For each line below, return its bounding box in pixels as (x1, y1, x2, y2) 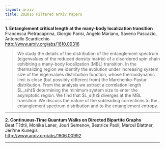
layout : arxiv (5, 7, 34, 12)
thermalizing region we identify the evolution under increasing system (17, 66, 159, 72)
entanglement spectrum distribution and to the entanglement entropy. (17, 103, 158, 109)
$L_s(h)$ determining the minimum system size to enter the (17, 87, 138, 93)
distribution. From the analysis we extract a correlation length (17, 82, 141, 88)
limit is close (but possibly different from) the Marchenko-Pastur (17, 77, 147, 83)
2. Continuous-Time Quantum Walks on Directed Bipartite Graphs (5, 117, 141, 123)
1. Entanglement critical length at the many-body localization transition (5, 25, 153, 31)
